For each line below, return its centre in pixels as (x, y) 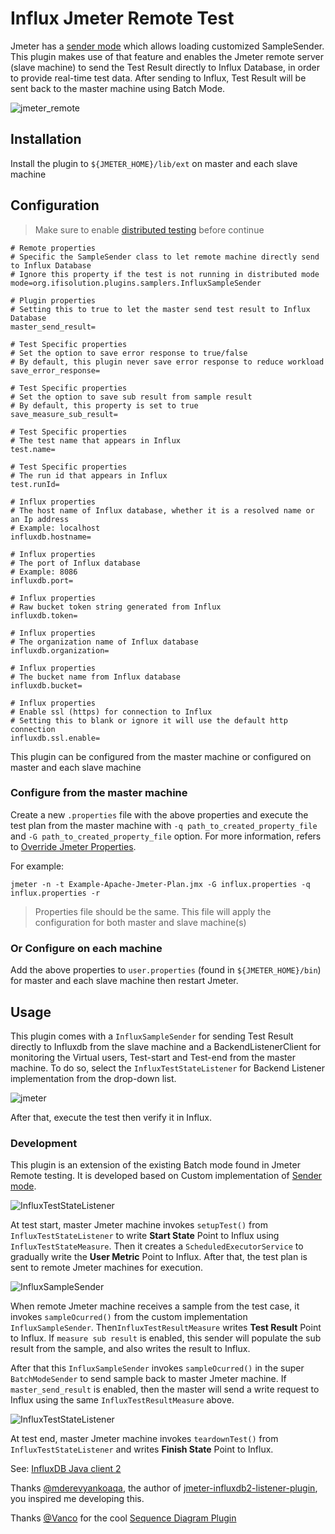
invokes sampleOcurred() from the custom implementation (129, 1317)
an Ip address (40, 519)
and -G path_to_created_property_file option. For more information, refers (166, 836)
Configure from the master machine (99, 793)
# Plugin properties (53, 300)
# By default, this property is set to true (104, 405)
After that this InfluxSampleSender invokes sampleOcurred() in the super (157, 1368)
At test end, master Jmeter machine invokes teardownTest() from (144, 1439)
